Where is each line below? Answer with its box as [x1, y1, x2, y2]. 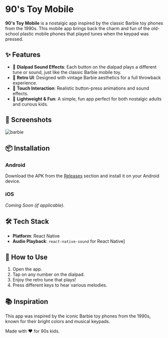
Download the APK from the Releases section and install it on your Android [5, 173, 159, 179]
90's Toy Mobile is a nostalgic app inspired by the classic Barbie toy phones [5, 20, 163, 26]
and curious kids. [12, 101, 49, 107]
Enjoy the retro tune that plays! [12, 277, 76, 283]
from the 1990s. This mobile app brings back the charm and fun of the [5, 25, 150, 31]
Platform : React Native [12, 233, 60, 239]
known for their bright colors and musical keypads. [5, 318, 110, 324]
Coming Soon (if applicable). [5, 202, 65, 208]
